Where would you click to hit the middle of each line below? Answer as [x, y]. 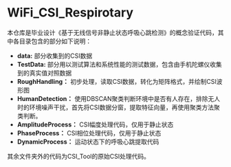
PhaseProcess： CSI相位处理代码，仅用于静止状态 [89, 133]
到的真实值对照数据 [44, 73]
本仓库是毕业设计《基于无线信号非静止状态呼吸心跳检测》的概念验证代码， [112, 32]
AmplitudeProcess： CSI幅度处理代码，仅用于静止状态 [95, 124]
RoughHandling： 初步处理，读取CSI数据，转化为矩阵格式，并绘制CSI [117, 81]
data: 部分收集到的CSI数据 [55, 56]
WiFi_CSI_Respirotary [70, 13]
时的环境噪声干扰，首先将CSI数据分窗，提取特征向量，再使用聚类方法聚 [118, 107]
